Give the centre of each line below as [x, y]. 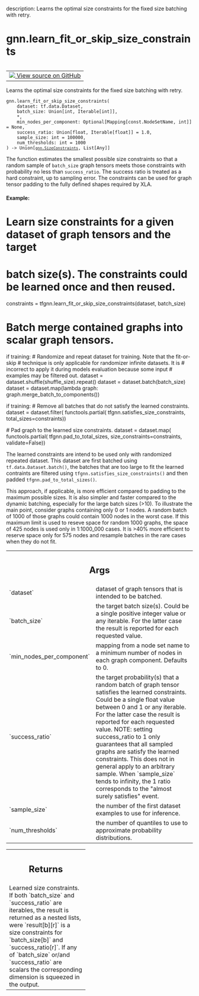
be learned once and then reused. [91, 287]
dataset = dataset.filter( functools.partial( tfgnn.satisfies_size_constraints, [96, 412]
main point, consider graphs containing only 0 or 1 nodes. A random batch [97, 510]
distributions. [114, 838]
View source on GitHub [49, 75]
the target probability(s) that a [137, 677]
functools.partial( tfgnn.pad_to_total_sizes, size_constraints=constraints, [94, 436]
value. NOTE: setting [124, 729]
